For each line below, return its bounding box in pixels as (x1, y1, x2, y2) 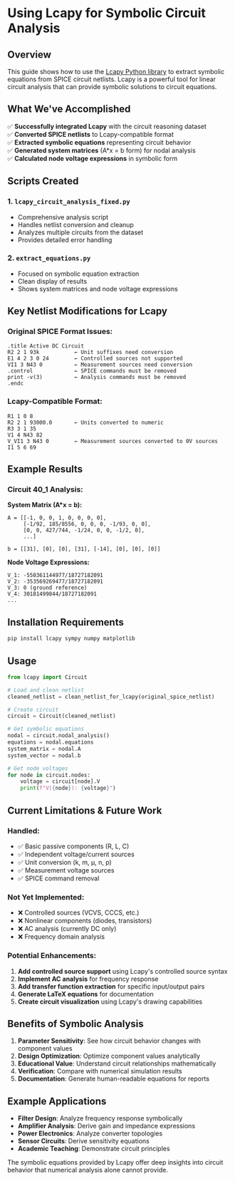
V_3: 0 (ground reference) (7, 584, 88, 592)
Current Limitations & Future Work (7, 804, 162, 816)
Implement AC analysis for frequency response (17, 974, 159, 983)
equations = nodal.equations (7, 739, 94, 746)
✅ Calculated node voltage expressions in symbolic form (7, 154, 178, 162)
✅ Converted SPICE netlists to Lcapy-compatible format (7, 130, 174, 138)
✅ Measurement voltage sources (17, 865, 115, 874)
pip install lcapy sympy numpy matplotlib (7, 635, 135, 642)
